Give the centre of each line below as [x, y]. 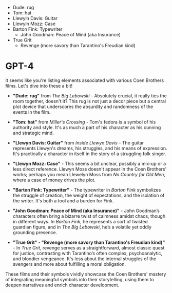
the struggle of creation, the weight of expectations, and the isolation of [89, 195]
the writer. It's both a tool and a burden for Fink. [63, 201]
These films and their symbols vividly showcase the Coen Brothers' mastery [86, 274]
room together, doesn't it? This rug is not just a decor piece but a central [89, 101]
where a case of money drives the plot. [54, 180]
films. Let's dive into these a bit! [39, 86]
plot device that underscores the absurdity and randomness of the [83, 107]
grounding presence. [35, 232]
